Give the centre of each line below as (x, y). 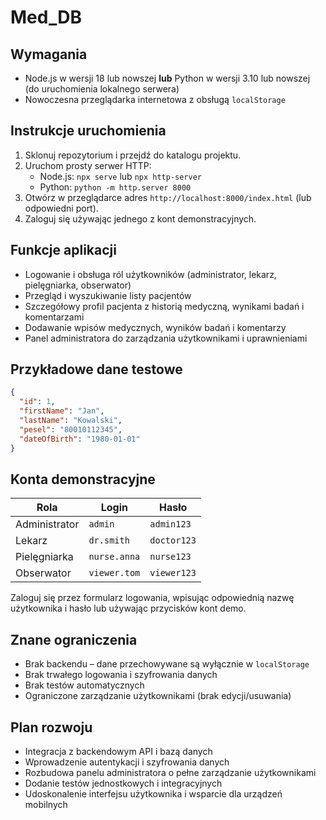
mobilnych (46, 804)
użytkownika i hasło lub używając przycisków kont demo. (128, 608)
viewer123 (173, 573)
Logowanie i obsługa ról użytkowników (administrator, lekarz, (150, 274)
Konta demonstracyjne (83, 479)
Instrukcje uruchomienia (88, 131)
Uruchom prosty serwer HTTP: (88, 165)
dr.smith (109, 540)
